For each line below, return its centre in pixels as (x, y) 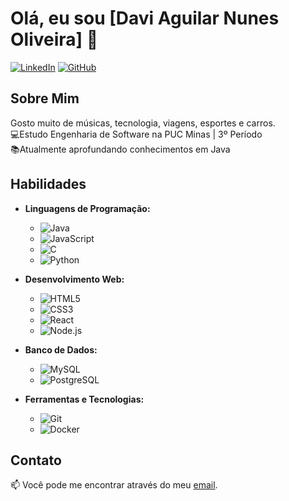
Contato (36, 460)
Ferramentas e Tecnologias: (84, 399)
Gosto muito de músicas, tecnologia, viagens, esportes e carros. (143, 123)
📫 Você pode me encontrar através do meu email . (114, 485)
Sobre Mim (45, 98)
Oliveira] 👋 (54, 39)
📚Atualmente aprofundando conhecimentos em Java (120, 149)
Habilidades (48, 184)
